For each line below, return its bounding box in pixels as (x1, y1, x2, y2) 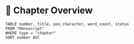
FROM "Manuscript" (5, 26, 44, 31)
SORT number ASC (5, 35, 40, 40)
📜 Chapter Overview (5, 5, 93, 16)
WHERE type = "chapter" (5, 30, 56, 35)
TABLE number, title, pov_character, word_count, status (5, 21, 129, 27)
